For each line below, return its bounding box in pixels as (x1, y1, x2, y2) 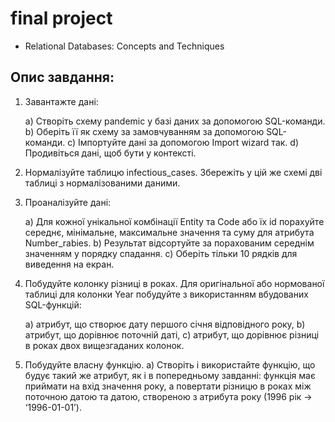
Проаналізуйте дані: (24, 196, 112, 208)
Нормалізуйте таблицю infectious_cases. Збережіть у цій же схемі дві (24, 166, 323, 178)
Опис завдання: (10, 69, 115, 86)
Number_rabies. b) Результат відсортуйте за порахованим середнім (24, 237, 315, 249)
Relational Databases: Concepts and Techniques (24, 40, 225, 52)
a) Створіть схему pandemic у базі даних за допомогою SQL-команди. (24, 115, 326, 127)
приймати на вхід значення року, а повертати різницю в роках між (24, 380, 312, 392)
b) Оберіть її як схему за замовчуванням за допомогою (24, 125, 265, 137)
